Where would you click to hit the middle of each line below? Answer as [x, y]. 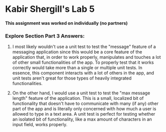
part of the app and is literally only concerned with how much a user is [84, 109]
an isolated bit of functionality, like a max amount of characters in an [82, 119]
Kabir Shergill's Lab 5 [50, 9]
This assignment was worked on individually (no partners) [66, 23]
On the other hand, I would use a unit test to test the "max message [81, 93]
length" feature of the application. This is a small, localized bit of [78, 98]
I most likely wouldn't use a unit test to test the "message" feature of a [84, 47]
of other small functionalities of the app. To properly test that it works [83, 62]
